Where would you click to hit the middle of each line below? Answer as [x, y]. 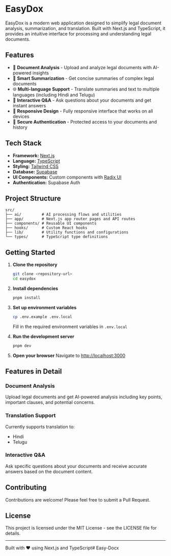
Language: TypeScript [36, 161]
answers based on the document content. [49, 472]
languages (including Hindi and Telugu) [54, 95]
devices [21, 116]
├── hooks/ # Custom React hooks [46, 228]
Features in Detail [34, 371]
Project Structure [33, 198]
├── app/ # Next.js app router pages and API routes [70, 219]
